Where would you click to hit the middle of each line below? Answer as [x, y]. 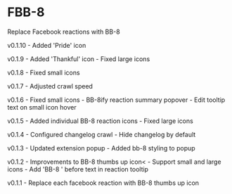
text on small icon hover [42, 107]
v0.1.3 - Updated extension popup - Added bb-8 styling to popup [101, 148]
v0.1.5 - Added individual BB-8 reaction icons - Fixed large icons [100, 121]
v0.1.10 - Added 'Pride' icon [47, 45]
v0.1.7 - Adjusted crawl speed [50, 86]
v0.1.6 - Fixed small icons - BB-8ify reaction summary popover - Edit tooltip [116, 100]
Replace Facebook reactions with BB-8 [64, 32]
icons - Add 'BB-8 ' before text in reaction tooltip [78, 169]
